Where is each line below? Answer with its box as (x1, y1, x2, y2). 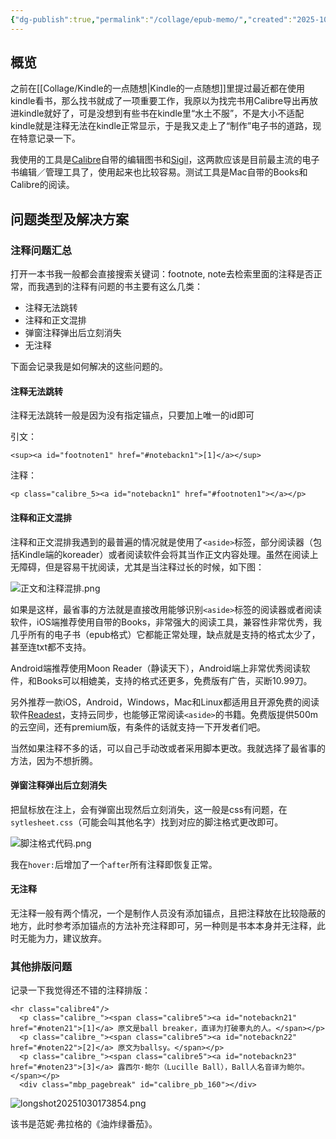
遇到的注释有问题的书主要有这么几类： (44, 281, 203, 293)
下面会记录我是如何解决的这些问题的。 (10, 361, 168, 373)
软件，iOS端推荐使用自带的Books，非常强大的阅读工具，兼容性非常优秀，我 (10, 616, 323, 628)
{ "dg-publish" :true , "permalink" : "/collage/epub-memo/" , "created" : (10, 14, 293, 25)
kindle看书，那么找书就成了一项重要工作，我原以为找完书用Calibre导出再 (10, 95, 310, 107)
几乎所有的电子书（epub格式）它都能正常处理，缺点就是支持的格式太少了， (10, 628, 321, 640)
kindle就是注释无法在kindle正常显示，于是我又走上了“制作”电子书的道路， (10, 120, 313, 132)
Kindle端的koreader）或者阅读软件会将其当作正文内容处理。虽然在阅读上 (18, 548, 319, 560)
